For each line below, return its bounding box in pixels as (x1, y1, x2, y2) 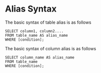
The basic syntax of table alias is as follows (5, 19, 92, 25)
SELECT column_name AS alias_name (5, 55, 75, 60)
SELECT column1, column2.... (5, 29, 64, 33)
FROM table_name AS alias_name (5, 33, 68, 38)
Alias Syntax (5, 3, 57, 15)
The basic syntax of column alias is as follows (5, 45, 97, 51)
